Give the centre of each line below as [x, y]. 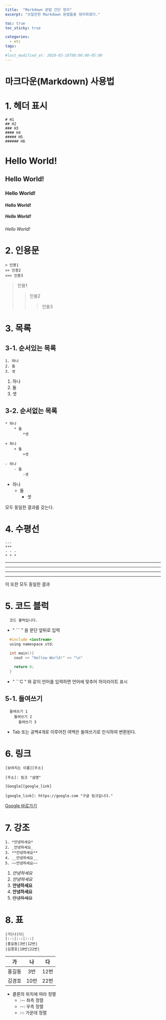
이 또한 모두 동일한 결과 [28, 584]
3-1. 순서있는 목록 [31, 348]
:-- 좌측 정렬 [31, 1000]
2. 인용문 [22, 251]
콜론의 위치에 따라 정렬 [34, 994]
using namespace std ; [32, 644]
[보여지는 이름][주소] [24, 768]
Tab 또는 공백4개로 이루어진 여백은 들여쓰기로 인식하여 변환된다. [74, 732]
